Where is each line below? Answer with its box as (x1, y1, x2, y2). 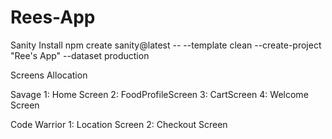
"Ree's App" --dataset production (10, 49, 150, 61)
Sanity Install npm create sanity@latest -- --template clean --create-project (10, 39, 322, 51)
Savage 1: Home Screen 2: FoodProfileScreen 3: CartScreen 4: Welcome (10, 88, 309, 100)
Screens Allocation (10, 69, 88, 81)
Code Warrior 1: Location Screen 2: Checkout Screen (10, 118, 228, 130)
